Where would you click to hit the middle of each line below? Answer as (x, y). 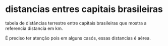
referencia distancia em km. (34, 28)
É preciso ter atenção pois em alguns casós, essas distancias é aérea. (78, 38)
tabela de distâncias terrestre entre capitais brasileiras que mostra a (76, 23)
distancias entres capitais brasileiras (84, 9)
